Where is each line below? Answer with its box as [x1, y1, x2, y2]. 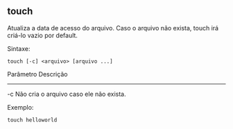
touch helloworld [7, 117, 58, 123]
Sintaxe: [7, 44, 31, 52]
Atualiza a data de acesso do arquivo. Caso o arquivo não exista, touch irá [7, 23, 219, 32]
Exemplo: [7, 103, 34, 111]
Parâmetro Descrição [7, 70, 68, 78]
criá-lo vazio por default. [7, 31, 78, 39]
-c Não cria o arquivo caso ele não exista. [7, 90, 126, 98]
